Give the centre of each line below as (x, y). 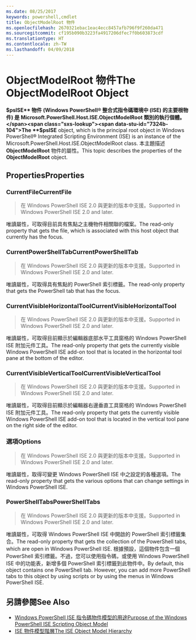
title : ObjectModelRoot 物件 (41, 22)
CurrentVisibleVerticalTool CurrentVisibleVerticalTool (83, 373)
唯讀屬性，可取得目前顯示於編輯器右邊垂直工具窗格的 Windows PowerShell (96, 405)
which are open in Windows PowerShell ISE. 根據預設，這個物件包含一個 (93, 549)
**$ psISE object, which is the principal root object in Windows (108, 130)
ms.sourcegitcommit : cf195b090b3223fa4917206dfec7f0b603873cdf (85, 33)
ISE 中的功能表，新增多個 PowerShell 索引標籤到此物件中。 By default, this (95, 563)
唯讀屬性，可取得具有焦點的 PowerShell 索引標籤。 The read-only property (96, 284)
